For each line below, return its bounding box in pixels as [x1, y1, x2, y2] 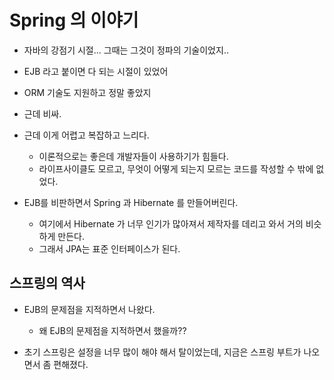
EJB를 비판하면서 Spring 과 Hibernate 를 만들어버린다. [23, 196, 239, 208]
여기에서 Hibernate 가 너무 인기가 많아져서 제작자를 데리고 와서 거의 [38, 217, 304, 230]
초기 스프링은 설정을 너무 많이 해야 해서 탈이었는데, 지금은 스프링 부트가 [23, 346, 302, 358]
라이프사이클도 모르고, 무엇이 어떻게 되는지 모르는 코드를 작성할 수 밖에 [38, 162, 314, 175]
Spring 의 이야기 [9, 9, 139, 32]
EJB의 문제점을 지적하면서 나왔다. [23, 303, 156, 315]
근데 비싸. [23, 107, 62, 120]
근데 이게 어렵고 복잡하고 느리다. [23, 129, 150, 141]
